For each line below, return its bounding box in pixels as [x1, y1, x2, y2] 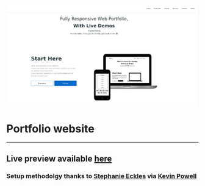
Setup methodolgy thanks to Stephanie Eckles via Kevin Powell [6, 171, 197, 180]
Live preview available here [6, 153, 112, 163]
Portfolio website [6, 121, 95, 135]
